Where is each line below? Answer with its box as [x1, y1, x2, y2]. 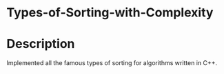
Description [6, 36, 75, 52]
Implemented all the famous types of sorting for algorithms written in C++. [6, 59, 218, 67]
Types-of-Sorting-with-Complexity [6, 5, 214, 21]
